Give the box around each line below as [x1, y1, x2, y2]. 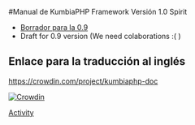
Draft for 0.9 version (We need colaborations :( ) [19, 32, 181, 41]
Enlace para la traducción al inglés [8, 54, 186, 68]
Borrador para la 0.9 [19, 23, 89, 32]
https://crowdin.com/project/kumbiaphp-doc [8, 76, 158, 86]
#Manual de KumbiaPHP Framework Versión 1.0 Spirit [8, 7, 188, 16]
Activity [8, 107, 34, 117]
